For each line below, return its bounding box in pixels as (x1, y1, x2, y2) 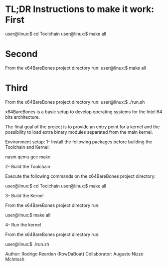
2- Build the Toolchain (5, 163, 51, 169)
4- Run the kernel (5, 221, 41, 227)
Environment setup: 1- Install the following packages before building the (5, 139, 153, 145)
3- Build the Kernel (5, 192, 44, 198)
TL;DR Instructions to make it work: (5, 4, 155, 15)
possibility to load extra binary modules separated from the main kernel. (5, 129, 153, 135)
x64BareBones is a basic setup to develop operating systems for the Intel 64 (5, 109, 163, 115)
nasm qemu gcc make (5, 154, 51, 160)
